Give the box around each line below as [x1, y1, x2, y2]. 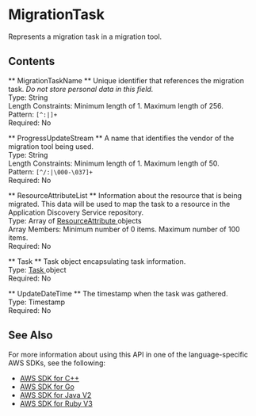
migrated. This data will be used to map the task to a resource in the [8, 199, 231, 208]
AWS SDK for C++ [19, 373, 79, 383]
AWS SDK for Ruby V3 [19, 399, 93, 408]
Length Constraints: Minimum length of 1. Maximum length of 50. [8, 158, 220, 168]
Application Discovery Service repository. [8, 208, 144, 217]
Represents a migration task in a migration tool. [8, 32, 162, 41]
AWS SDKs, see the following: [8, 358, 105, 368]
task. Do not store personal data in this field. [8, 84, 154, 94]
